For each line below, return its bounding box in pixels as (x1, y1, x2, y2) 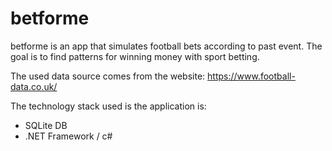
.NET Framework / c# (24, 130, 113, 142)
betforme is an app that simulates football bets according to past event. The (10, 40, 323, 52)
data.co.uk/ (10, 80, 58, 92)
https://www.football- (207, 70, 296, 82)
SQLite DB (24, 119, 68, 131)
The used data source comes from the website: (10, 70, 206, 82)
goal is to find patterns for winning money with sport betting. (10, 50, 260, 62)
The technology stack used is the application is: (10, 100, 207, 112)
